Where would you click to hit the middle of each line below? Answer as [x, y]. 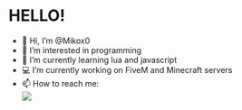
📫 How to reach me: [60, 83]
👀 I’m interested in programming [82, 50]
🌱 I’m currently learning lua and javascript [99, 60]
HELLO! [37, 16]
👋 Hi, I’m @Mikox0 [56, 41]
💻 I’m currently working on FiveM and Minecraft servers [127, 69]
